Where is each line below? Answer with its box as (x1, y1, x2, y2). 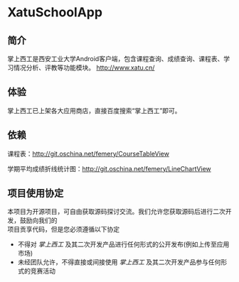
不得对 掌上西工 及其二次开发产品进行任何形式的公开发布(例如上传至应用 (17, 240, 230, 249)
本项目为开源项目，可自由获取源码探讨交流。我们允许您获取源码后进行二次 (7, 207, 225, 216)
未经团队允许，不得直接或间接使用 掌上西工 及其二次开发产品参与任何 (17, 258, 221, 266)
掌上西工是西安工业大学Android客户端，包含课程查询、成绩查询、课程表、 (7, 55, 224, 63)
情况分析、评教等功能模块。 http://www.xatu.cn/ (13, 63, 155, 72)
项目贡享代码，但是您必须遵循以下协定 (7, 225, 119, 234)
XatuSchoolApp (7, 4, 103, 21)
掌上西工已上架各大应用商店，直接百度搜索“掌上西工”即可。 (7, 106, 181, 114)
